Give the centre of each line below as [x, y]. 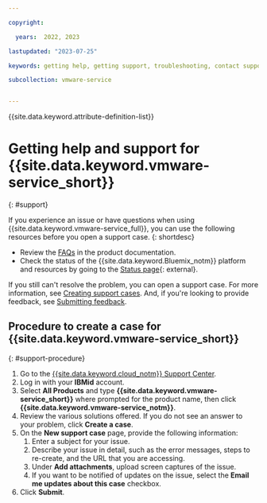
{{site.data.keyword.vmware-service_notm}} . [98, 407]
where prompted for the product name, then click [156, 399]
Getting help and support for [104, 149]
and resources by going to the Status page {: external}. [109, 269]
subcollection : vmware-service [60, 80]
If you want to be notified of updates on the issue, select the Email [140, 475]
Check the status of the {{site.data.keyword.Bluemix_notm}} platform [133, 261]
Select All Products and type [67, 390]
